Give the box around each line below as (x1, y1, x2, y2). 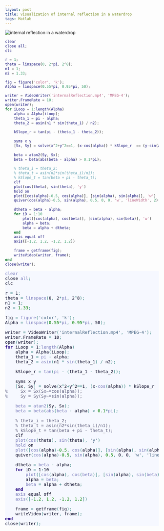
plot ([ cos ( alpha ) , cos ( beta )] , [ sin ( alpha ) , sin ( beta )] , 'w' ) (22, 216, 152, 221)
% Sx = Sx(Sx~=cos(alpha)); (5, 388, 82, 394)
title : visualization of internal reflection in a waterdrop (5, 12, 132, 17)
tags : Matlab (5, 16, 32, 21)
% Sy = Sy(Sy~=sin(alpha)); (5, 393, 82, 399)
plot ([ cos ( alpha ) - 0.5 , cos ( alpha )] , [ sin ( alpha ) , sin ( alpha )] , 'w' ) (14, 193, 156, 199)
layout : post (5, 7, 32, 12)
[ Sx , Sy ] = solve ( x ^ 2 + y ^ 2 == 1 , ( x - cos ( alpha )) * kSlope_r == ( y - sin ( (14, 143, 159, 148)
